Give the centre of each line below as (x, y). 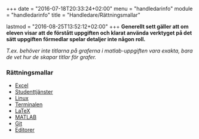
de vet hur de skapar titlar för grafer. (51, 57)
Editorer (25, 130)
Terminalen (29, 104)
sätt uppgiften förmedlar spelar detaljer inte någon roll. (76, 39)
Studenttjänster (34, 92)
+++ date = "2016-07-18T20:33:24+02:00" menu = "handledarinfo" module (99, 9)
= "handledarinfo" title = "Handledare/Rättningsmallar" (73, 15)
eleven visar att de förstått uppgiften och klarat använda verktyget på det (99, 33)
